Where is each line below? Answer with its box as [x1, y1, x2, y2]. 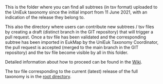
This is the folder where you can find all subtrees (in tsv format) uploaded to [5, 4, 158, 10]
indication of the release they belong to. [5, 15, 85, 20]
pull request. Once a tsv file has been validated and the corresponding [5, 34, 146, 40]
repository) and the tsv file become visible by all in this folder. [5, 50, 128, 55]
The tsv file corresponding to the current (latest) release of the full [5, 68, 138, 74]
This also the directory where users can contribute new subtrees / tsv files [5, 24, 154, 30]
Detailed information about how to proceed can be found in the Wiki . [5, 59, 143, 65]
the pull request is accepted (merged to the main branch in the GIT [5, 45, 139, 50]
